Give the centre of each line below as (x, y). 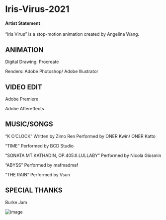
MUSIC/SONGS (29, 124)
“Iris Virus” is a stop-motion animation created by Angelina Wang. (72, 34)
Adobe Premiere (22, 99)
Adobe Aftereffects (25, 109)
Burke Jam (16, 202)
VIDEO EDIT (24, 87)
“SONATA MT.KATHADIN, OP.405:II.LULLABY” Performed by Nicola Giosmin (83, 155)
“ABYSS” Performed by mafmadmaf (42, 165)
